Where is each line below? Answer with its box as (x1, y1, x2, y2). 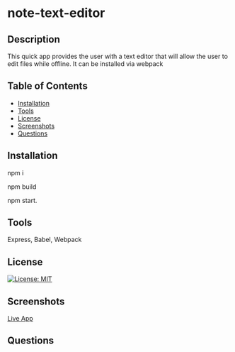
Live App (7, 314, 33, 323)
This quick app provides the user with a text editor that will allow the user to (7, 52, 229, 60)
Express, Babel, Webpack (7, 236, 82, 244)
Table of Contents (7, 80, 88, 92)
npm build (7, 182, 37, 191)
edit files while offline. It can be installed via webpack (7, 60, 164, 68)
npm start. (7, 196, 38, 204)
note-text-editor (7, 5, 105, 21)
